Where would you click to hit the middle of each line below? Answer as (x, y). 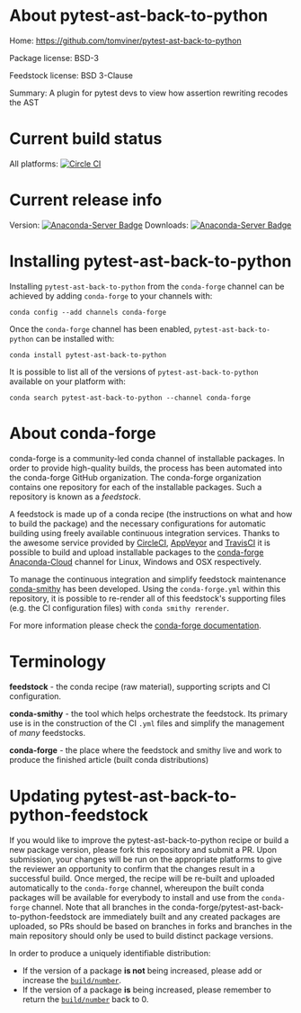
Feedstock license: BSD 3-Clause (71, 75)
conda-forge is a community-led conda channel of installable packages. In (147, 458)
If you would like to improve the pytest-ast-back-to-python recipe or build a (149, 840)
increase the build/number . (72, 980)
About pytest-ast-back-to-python (139, 16)
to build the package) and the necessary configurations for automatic (138, 524)
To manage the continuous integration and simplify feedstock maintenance (148, 579)
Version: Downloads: (99, 225)
